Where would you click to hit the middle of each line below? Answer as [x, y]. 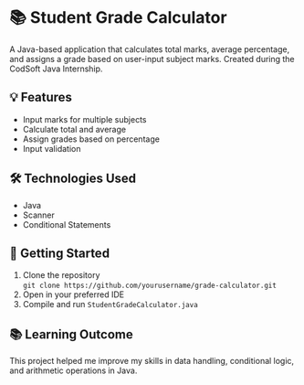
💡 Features [41, 97]
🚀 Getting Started [60, 253]
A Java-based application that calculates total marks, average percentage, [150, 49]
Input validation [52, 148]
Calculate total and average [74, 129]
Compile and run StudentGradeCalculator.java [110, 305]
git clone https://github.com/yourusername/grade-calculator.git [149, 286]
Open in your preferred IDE [73, 294]
